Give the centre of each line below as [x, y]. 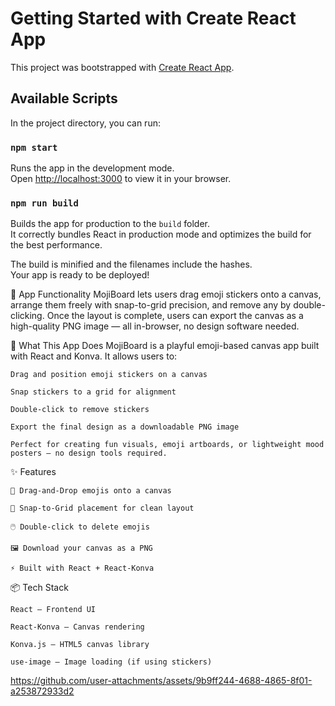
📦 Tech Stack [39, 588]
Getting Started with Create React [153, 18]
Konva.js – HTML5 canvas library [80, 645]
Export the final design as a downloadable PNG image [125, 427]
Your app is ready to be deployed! [80, 275]
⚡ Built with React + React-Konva [82, 568]
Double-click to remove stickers [80, 410]
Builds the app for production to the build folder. [110, 224]
